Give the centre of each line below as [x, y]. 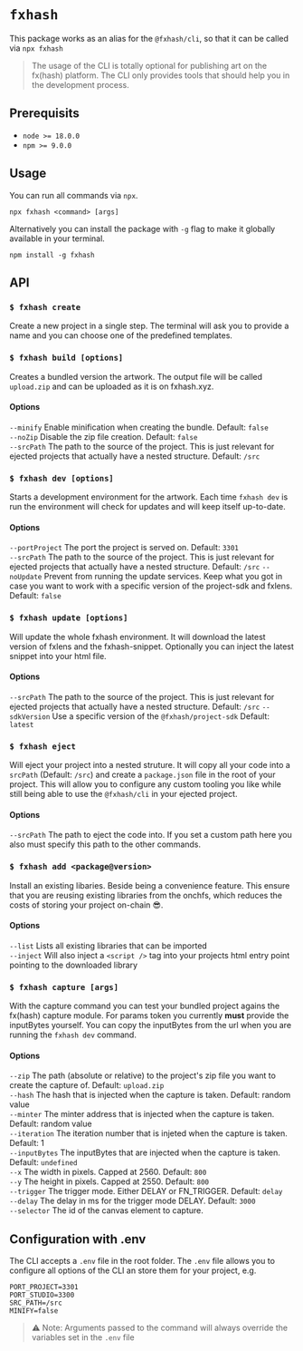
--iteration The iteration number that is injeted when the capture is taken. [148, 1133]
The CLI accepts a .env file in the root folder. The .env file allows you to [142, 1261]
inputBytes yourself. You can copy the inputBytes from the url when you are [151, 1025]
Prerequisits [44, 114]
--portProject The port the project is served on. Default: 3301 [124, 548]
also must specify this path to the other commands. [105, 844]
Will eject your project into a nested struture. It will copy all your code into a [150, 765]
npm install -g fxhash [52, 255]
